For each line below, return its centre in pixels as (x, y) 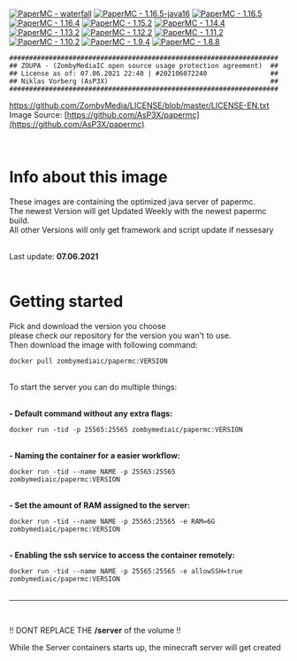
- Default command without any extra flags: (91, 413)
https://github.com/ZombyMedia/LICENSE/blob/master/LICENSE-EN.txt (139, 105)
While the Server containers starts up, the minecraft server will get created (145, 647)
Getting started (66, 302)
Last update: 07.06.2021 (54, 256)
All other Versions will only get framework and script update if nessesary (141, 229)
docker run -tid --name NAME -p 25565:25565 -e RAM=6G (112, 521)
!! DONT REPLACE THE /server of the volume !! (95, 630)
